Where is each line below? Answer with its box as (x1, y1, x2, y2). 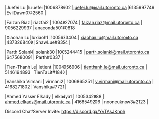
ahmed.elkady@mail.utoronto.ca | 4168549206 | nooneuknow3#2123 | (5, 99, 149, 105)
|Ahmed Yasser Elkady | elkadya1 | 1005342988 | (5, 94, 104, 99)
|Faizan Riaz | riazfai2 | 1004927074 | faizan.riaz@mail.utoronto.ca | (5, 20, 143, 25)
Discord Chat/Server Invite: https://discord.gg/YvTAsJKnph (5, 109, 126, 114)
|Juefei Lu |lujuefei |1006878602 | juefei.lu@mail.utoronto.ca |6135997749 (5, 5, 155, 10)
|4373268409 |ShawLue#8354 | (5, 40, 71, 45)
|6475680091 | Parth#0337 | (5, 54, 63, 60)
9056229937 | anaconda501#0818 (5, 25, 75, 31)
